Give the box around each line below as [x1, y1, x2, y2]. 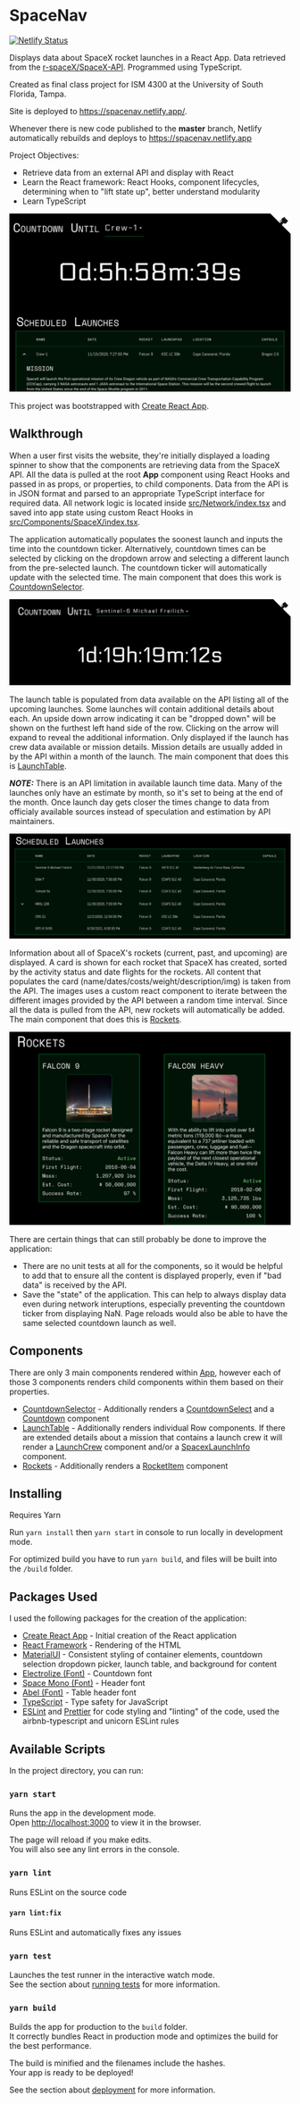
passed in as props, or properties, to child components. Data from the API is [9, 479, 288, 489]
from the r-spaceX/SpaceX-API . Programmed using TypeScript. [9, 62, 243, 72]
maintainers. [9, 815, 55, 826]
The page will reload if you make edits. [9, 1834, 152, 1845]
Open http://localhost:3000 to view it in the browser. [9, 1817, 202, 1828]
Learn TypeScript [21, 196, 87, 206]
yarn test [9, 1950, 52, 1961]
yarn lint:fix [9, 1908, 62, 1918]
